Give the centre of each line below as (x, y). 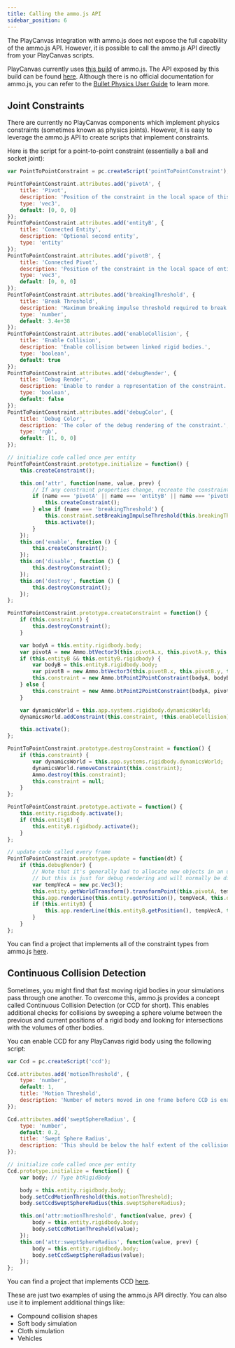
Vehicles (30, 1339)
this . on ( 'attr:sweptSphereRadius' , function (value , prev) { (109, 1242)
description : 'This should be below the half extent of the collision (125, 1145)
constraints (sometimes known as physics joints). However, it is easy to (110, 130)
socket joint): (26, 159)
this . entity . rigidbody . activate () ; (72, 814)
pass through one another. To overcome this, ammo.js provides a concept (114, 997)
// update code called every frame (59, 852)
